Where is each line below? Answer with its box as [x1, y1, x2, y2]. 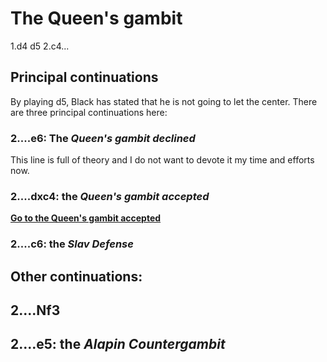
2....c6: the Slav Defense [10, 237, 134, 251]
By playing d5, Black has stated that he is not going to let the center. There [10, 95, 318, 107]
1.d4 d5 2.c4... [10, 40, 70, 52]
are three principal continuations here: [10, 106, 168, 118]
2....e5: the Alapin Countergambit [10, 336, 226, 353]
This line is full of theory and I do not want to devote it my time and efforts [10, 154, 315, 166]
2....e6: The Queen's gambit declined [10, 131, 196, 145]
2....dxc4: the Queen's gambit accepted [10, 189, 210, 203]
